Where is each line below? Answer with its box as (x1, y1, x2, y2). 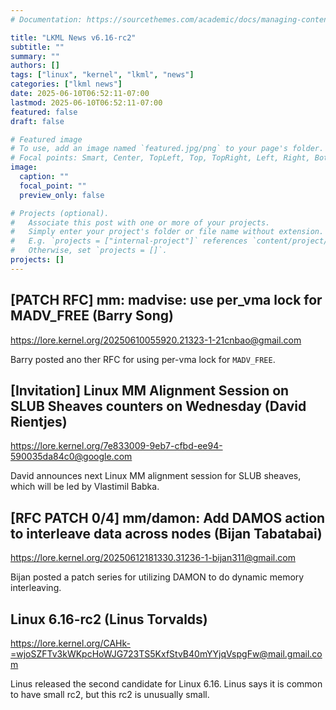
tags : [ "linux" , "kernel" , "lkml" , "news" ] (10, 70, 195, 80)
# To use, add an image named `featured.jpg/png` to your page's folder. (10, 144, 325, 154)
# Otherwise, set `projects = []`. (10, 246, 168, 256)
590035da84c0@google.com (10, 451, 133, 463)
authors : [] (10, 61, 60, 71)
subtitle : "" (10, 42, 65, 52)
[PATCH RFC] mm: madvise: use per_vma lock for (10, 292, 323, 309)
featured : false (10, 107, 78, 117)
